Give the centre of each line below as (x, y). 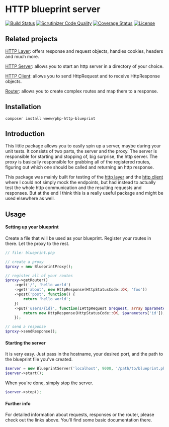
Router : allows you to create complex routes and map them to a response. (82, 91)
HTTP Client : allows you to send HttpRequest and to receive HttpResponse (82, 76)
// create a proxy (24, 262)
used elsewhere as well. (30, 198)
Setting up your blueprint (32, 227)
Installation (23, 107)
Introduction (25, 134)
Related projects (31, 39)
